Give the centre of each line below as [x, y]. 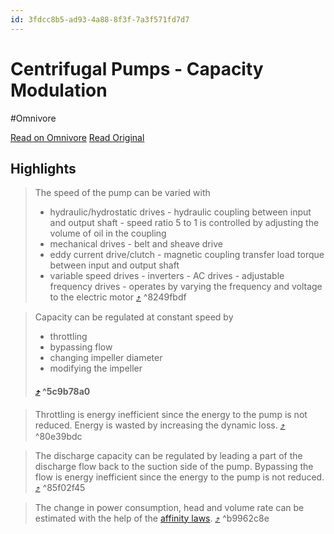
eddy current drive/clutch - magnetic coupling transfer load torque [187, 255]
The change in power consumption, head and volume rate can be [169, 507]
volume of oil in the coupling [108, 233]
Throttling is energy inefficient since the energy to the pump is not [171, 414]
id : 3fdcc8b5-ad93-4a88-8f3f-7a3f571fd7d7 [100, 19]
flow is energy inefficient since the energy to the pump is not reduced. [179, 477]
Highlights [43, 168]
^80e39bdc [58, 436]
